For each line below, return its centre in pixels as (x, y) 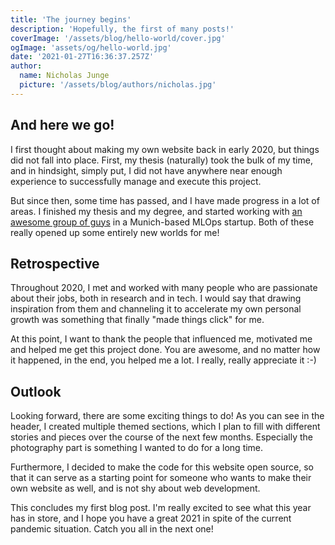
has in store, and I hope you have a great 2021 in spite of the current (151, 518)
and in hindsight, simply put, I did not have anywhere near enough (146, 170)
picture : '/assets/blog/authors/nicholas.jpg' (118, 85)
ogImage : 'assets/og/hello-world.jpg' (91, 47)
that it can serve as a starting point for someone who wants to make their (161, 478)
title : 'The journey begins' (71, 19)
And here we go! (62, 125)
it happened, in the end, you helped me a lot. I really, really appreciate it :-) (163, 360)
